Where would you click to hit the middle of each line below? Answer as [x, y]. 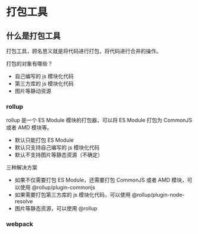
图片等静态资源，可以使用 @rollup [56, 209]
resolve [24, 201]
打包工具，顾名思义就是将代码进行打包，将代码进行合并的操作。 [84, 51]
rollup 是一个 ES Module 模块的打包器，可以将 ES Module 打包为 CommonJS [99, 120]
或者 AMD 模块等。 [29, 128]
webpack [20, 224]
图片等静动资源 [33, 91]
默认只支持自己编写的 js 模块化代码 [57, 148]
